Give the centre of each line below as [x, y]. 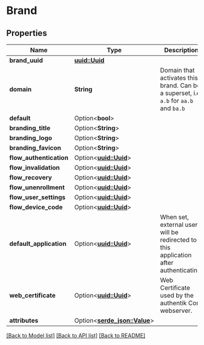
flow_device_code [36, 207]
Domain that [177, 70]
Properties [27, 33]
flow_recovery [31, 177]
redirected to [178, 240]
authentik [173, 303]
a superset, [176, 93]
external [172, 225]
